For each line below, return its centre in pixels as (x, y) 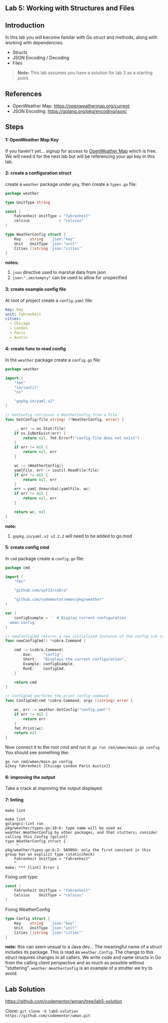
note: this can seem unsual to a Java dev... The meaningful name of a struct (83, 947)
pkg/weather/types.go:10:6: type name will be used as (63, 828)
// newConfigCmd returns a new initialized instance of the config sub (81, 636)
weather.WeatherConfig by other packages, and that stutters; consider (81, 832)
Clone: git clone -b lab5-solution (42, 1011)
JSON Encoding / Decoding (41, 58)
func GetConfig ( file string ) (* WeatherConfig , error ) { (64, 420)
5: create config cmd (27, 547)
